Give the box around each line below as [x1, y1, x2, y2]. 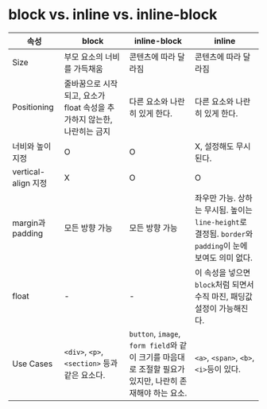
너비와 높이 [12, 141, 52, 152]
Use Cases [12, 358, 53, 369]
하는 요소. [153, 388, 188, 399]
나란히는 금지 [64, 126, 111, 137]
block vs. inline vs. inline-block [8, 6, 218, 24]
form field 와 [129, 340, 178, 351]
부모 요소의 [64, 51, 103, 62]
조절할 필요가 [138, 364, 185, 375]
